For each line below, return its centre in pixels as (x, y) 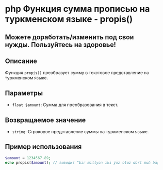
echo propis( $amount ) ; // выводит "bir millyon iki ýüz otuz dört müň (78, 162)
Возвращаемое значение (46, 120)
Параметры (24, 93)
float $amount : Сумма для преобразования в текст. (65, 105)
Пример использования (43, 147)
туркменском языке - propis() (69, 19)
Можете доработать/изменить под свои (70, 37)
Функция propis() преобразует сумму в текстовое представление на (77, 73)
